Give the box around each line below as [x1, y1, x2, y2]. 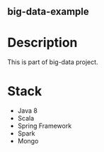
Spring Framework [17, 121, 72, 131]
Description [7, 34, 78, 51]
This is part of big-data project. [7, 58, 98, 66]
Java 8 [17, 106, 37, 115]
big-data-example [7, 6, 90, 18]
